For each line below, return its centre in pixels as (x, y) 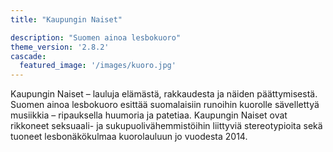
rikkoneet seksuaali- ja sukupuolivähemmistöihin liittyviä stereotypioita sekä (166, 126)
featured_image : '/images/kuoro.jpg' (98, 66)
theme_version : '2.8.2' (60, 47)
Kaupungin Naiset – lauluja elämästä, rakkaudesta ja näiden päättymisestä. (164, 94)
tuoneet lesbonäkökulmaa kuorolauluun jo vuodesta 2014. (129, 137)
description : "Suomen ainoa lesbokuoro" (96, 37)
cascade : (28, 56)
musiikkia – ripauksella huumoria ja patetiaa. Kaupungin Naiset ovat (149, 115)
